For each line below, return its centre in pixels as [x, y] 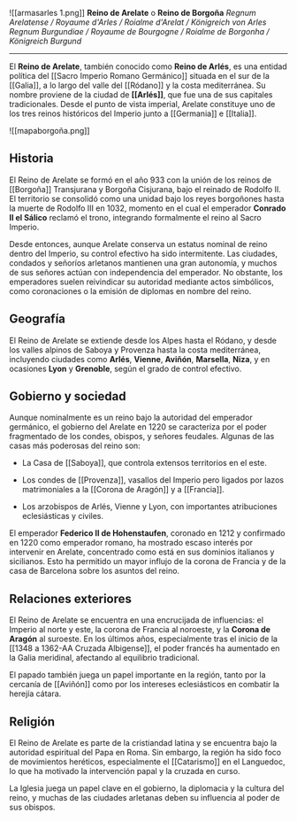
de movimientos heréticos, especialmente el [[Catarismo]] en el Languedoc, [147, 762]
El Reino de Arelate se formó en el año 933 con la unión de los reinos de [141, 180]
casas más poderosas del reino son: [75, 445]
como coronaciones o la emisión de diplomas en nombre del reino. [130, 290]
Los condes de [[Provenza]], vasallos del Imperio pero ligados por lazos [153, 480]
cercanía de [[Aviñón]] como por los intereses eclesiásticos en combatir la [145, 685]
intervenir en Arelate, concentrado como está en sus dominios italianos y [142, 552]
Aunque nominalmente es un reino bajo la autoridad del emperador [131, 418]
